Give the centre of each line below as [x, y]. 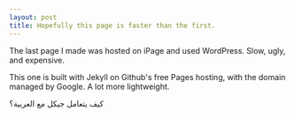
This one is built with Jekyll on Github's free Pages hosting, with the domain [147, 77]
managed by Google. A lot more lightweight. [89, 86]
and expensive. [37, 60]
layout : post [33, 17]
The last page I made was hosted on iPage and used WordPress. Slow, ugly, [147, 50]
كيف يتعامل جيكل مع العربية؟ [57, 103]
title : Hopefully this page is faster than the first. [112, 26]
